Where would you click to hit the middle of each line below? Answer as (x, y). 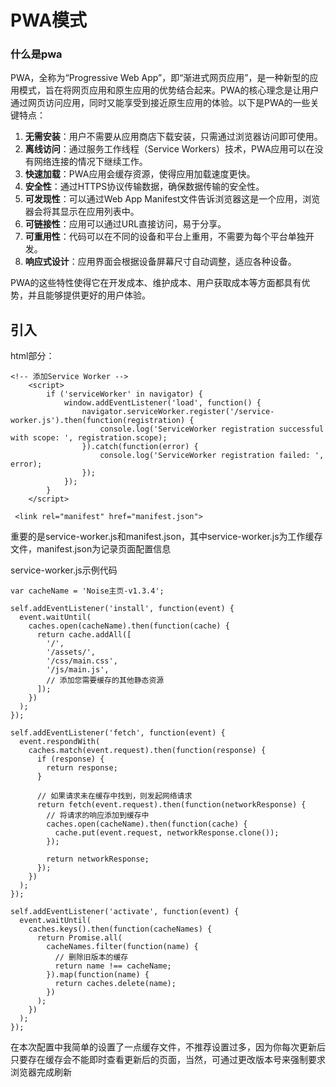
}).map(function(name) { (98, 975)
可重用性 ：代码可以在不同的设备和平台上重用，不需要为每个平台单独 (165, 237)
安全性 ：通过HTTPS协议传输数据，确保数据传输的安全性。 (144, 187)
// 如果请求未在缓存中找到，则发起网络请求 (114, 796)
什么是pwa (36, 54)
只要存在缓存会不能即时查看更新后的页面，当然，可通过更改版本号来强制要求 (168, 1060)
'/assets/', (71, 652)
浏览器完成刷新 (41, 1072)
